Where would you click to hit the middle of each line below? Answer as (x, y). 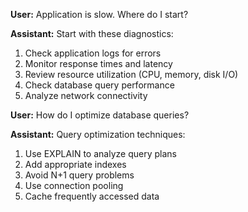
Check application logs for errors (93, 53)
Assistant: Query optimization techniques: (98, 134)
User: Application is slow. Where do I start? (99, 14)
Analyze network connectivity (86, 95)
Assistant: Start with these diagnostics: (92, 33)
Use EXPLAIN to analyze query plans (100, 153)
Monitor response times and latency (98, 63)
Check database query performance (99, 85)
